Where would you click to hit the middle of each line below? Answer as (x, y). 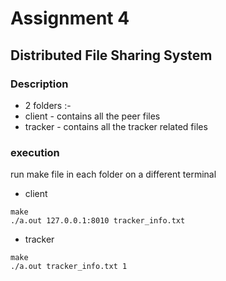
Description (39, 84)
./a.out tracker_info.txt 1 (69, 267)
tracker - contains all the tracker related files (116, 126)
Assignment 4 (70, 18)
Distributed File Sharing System (111, 55)
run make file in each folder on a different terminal (113, 174)
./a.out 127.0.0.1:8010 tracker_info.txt (98, 221)
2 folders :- (48, 105)
